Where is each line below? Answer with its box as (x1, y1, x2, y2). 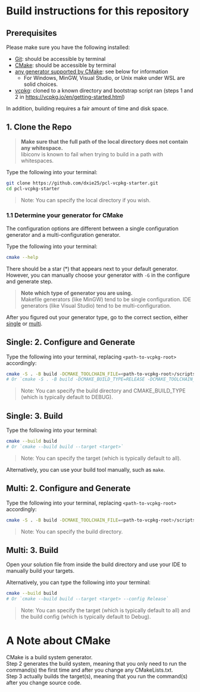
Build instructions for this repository (6, 4, 189, 18)
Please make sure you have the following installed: (6, 44, 130, 51)
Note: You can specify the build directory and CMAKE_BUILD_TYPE (20, 387, 186, 394)
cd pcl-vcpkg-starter (6, 186, 60, 191)
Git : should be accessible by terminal (14, 55, 106, 62)
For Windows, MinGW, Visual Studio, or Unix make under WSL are (23, 75, 186, 81)
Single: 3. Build (6, 410, 64, 421)
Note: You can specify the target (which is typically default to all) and (20, 607, 190, 614)
